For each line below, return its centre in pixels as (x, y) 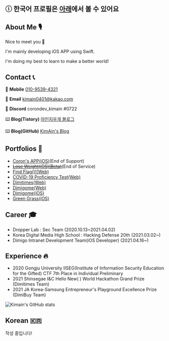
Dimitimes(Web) (29, 182)
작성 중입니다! (19, 333)
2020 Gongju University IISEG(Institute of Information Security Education (88, 268)
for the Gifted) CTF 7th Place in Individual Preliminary (68, 274)
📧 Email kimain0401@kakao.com (39, 99)
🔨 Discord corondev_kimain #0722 (41, 109)
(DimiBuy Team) (29, 295)
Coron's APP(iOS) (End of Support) (48, 161)
